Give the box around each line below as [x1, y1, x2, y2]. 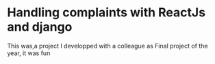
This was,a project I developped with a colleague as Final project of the [7, 42, 208, 50]
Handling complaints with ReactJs [7, 5, 206, 20]
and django [7, 19, 73, 35]
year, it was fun [7, 49, 51, 57]
